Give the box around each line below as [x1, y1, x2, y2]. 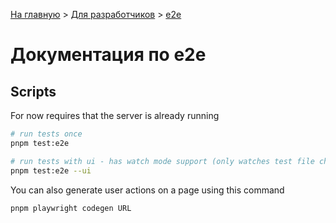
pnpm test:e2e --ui [10, 165, 92, 176]
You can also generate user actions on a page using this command [10, 184, 285, 196]
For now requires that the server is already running [10, 110, 220, 121]
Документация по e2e [10, 44, 207, 66]
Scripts [10, 83, 57, 100]
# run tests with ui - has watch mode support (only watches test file [10, 156, 315, 166]
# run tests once [10, 129, 83, 139]
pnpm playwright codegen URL [10, 203, 132, 213]
